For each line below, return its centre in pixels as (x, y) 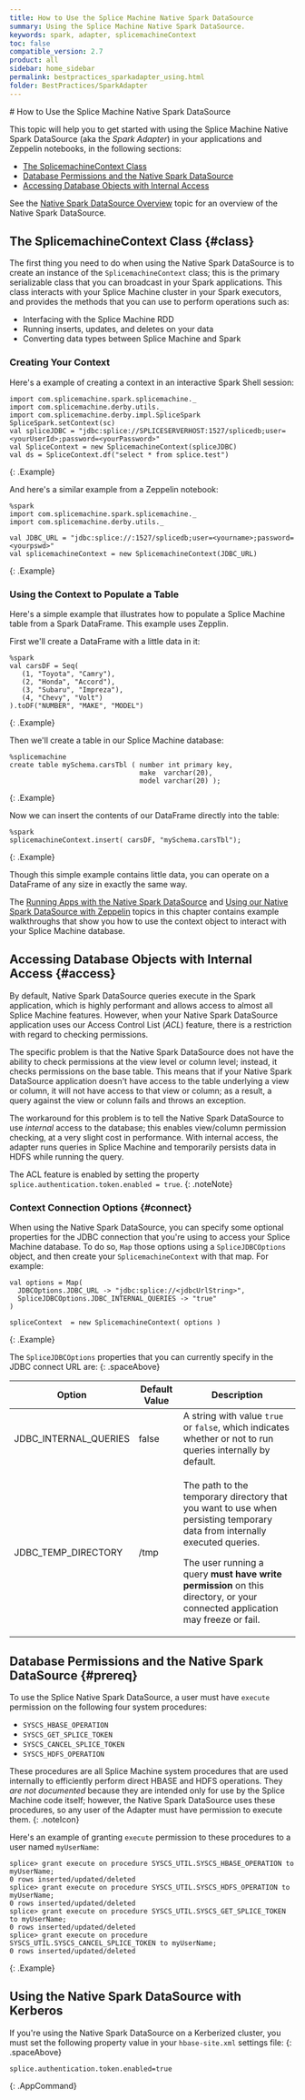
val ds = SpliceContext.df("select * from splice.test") (119, 455)
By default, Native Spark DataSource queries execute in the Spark (133, 995)
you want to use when (230, 1508)
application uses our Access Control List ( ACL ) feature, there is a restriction (151, 1024)
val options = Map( (46, 1283)
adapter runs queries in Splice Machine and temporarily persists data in (143, 1147)
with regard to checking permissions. (79, 1034)
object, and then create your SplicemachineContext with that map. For (139, 1256)
